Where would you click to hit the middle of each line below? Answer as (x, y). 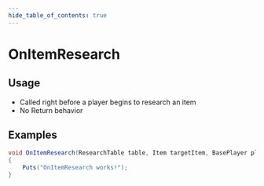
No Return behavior (51, 110)
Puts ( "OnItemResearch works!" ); (75, 168)
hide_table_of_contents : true (58, 15)
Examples (33, 135)
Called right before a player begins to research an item (108, 102)
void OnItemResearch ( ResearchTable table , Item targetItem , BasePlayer (128, 153)
